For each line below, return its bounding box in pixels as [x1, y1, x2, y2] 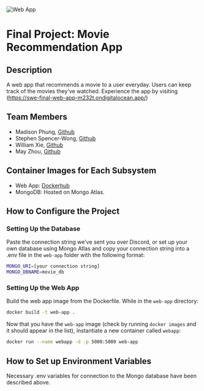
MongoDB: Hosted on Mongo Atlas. [15, 188, 105, 196]
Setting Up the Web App [6, 283, 80, 292]
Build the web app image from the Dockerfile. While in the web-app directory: [6, 298, 199, 305]
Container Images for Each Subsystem [6, 166, 157, 176]
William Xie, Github [15, 141, 63, 149]
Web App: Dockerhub [15, 182, 70, 189]
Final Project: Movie [6, 28, 110, 41]
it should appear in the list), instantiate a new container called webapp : [6, 327, 181, 335]
